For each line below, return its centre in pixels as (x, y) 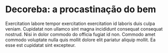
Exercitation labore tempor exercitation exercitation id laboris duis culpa (80, 23)
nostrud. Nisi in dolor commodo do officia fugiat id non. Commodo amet (80, 34)
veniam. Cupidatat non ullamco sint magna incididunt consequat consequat (84, 29)
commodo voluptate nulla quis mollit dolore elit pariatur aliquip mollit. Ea (80, 40)
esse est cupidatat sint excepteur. (41, 45)
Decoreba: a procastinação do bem (81, 9)
